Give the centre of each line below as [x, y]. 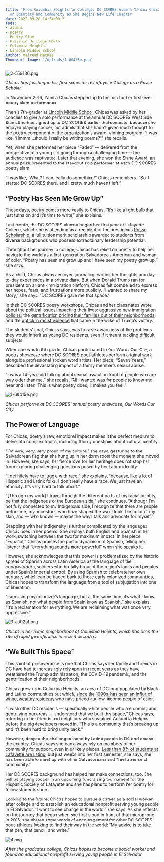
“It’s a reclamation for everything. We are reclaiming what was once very [78, 607]
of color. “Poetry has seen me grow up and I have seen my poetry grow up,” [82, 260]
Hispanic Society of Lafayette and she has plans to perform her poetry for [80, 784]
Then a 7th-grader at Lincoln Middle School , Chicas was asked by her [75, 112]
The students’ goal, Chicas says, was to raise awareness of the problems [79, 330]
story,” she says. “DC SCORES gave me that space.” [58, 295]
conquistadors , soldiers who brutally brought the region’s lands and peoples [82, 566]
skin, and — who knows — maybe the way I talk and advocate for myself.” [80, 516]
